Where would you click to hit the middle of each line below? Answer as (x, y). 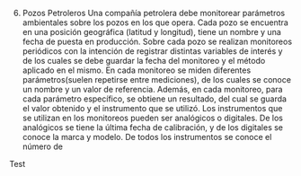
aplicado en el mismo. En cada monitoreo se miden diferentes (137, 70)
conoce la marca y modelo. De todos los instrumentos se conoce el (147, 137)
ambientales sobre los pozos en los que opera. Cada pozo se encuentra (155, 22)
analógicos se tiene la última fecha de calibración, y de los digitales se (153, 128)
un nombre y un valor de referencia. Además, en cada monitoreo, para (152, 89)
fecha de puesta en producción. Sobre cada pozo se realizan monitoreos (157, 41)
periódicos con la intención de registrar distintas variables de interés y (152, 51)
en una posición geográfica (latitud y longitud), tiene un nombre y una (151, 32)
